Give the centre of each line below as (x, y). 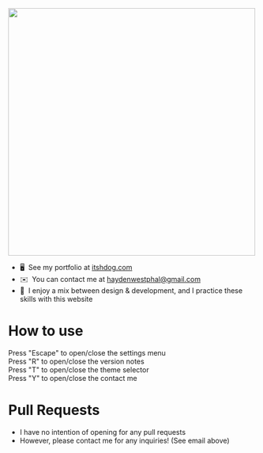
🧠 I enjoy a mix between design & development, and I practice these (131, 291)
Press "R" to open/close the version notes (76, 361)
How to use (46, 331)
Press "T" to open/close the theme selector (79, 369)
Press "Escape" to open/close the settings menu (87, 352)
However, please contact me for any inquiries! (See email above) (125, 440)
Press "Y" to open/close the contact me (73, 378)
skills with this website (56, 299)
